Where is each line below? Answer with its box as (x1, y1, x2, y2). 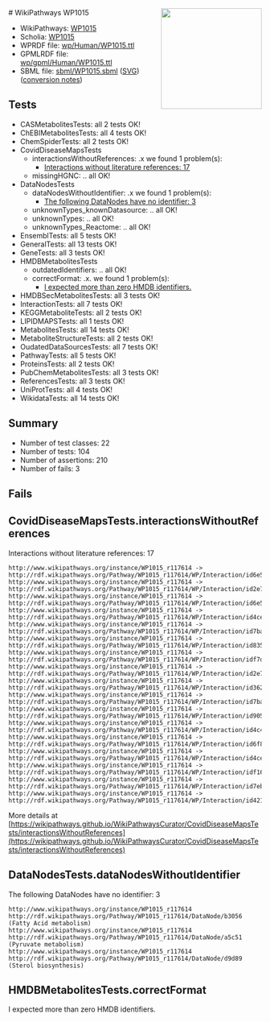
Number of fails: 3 (19, 463, 80, 474)
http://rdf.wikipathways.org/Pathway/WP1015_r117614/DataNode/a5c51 (8, 933, 243, 941)
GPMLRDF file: (19, 49, 69, 59)
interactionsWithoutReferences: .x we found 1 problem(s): (31, 153, 223, 163)
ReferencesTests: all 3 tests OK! (19, 376, 126, 386)
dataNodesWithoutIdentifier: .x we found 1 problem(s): (31, 188, 211, 197)
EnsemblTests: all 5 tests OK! (19, 230, 117, 240)
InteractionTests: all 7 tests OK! (19, 299, 123, 308)
